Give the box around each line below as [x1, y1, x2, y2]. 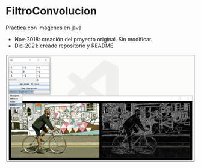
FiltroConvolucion [5, 4, 97, 18]
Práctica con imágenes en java [5, 24, 82, 31]
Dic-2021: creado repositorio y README [14, 42, 114, 49]
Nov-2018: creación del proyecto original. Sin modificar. [14, 35, 153, 43]
